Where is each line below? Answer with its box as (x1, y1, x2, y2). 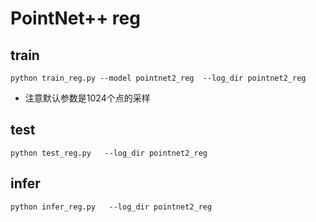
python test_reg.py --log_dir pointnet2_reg (10, 148, 208, 158)
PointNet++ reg (10, 7, 141, 30)
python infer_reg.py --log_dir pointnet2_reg (10, 202, 213, 212)
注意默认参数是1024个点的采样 (24, 92, 151, 104)
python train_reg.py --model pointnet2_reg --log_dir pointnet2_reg (10, 73, 307, 83)
